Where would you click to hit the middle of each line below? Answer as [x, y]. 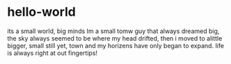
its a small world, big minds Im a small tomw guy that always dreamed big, [113, 31]
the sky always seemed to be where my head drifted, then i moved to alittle [115, 38]
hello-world [42, 12]
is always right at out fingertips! [53, 53]
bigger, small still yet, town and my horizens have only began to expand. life [116, 45]
